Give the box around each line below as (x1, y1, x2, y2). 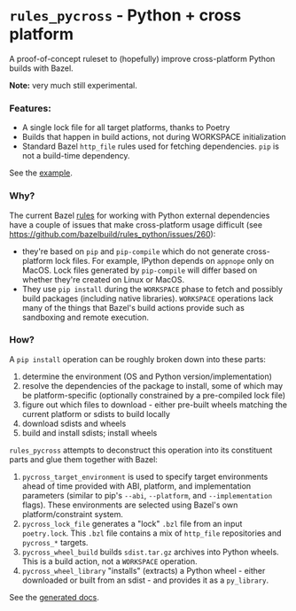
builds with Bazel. (9, 63, 74, 73)
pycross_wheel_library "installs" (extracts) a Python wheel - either (21, 565, 266, 576)
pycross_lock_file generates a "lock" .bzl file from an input (21, 518, 243, 529)
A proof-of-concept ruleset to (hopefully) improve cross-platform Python (9, 53, 276, 64)
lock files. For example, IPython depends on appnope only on (54, 255, 275, 266)
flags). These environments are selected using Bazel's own (21, 499, 238, 510)
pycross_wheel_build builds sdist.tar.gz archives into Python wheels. (21, 546, 279, 557)
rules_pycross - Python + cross (9, 5, 242, 26)
